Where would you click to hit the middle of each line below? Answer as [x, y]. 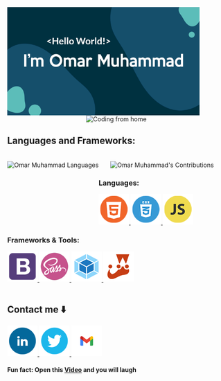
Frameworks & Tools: [43, 240]
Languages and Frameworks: [71, 141]
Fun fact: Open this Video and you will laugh [72, 369]
